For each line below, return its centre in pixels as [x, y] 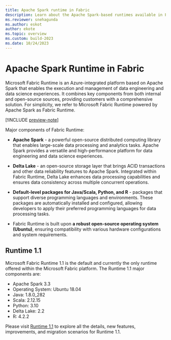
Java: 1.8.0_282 [29, 294]
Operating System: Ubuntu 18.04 [47, 289]
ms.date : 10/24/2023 [27, 43]
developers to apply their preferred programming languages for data [84, 208]
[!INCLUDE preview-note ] [32, 120]
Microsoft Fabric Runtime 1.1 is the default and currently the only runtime [81, 263]
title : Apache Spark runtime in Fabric [48, 10]
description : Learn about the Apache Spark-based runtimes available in [84, 15]
